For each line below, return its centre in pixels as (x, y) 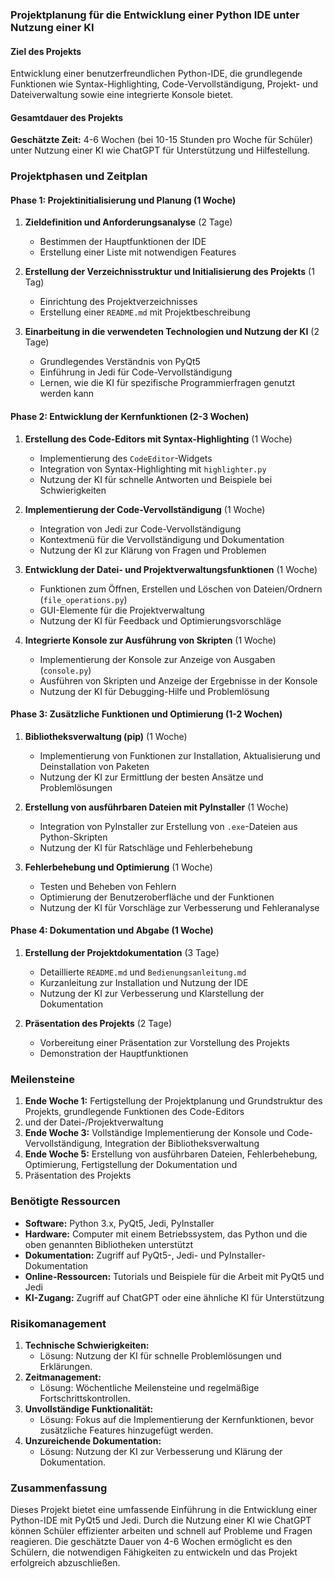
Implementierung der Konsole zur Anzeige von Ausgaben (157, 659)
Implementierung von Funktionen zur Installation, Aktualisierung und (180, 755)
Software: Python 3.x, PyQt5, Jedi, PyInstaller (119, 1223)
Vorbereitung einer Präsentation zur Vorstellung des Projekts (164, 1043)
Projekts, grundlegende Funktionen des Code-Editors (134, 1112)
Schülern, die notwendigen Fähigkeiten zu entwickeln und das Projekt (154, 1552)
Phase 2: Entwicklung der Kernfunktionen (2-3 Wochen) (130, 417)
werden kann (67, 394)
